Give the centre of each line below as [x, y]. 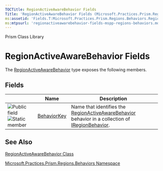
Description [113, 99]
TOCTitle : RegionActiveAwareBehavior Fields [51, 9]
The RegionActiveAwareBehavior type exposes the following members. [76, 70]
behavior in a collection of [101, 119]
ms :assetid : [17, 18]
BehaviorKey [52, 116]
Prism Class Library [24, 37]
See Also [19, 142]
